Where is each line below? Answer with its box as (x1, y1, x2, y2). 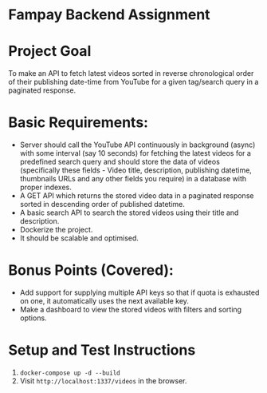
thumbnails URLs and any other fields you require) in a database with (19, 174, 247, 184)
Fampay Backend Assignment (8, 6, 210, 24)
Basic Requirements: (8, 113, 149, 132)
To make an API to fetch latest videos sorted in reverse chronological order (8, 69, 254, 78)
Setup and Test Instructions (8, 341, 196, 359)
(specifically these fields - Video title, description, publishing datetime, (19, 165, 253, 175)
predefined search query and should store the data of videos (19, 157, 221, 167)
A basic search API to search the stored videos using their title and (19, 208, 239, 217)
